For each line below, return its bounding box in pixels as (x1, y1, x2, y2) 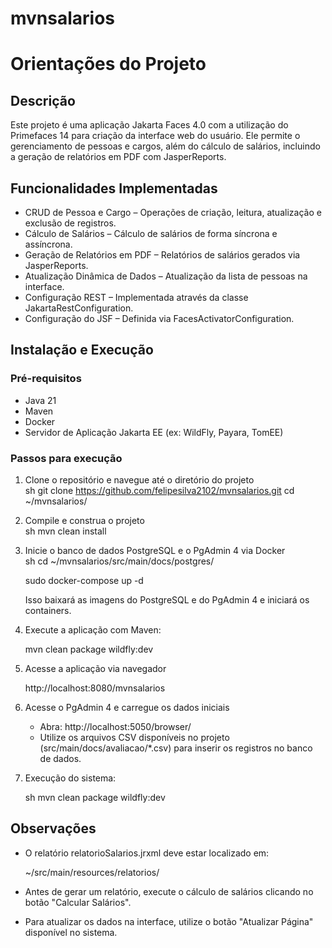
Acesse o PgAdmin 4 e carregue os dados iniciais (24, 701, 230, 713)
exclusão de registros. (24, 217, 117, 229)
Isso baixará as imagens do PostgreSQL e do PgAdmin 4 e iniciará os (24, 593, 310, 606)
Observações (10, 820, 97, 837)
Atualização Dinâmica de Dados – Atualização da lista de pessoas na (24, 270, 308, 282)
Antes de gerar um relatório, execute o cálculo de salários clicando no (24, 885, 314, 897)
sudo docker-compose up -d (24, 574, 144, 586)
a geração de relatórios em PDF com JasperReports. (10, 151, 227, 163)
